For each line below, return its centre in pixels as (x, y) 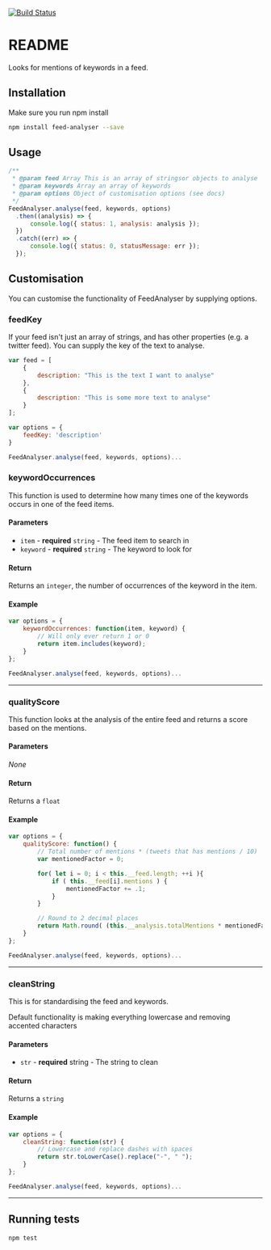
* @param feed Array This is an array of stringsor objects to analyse (135, 179)
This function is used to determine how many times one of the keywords (128, 495)
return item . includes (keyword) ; (92, 644)
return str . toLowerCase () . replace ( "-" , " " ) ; (115, 1157)
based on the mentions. (48, 728)
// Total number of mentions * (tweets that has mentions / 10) (148, 852)
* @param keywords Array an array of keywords (92, 186)
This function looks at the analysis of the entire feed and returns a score (128, 719)
